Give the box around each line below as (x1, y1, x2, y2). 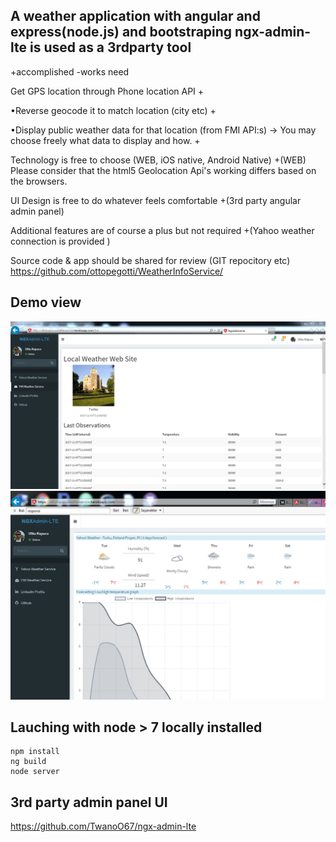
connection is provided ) (10, 235, 111, 247)
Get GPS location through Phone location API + (10, 85, 205, 97)
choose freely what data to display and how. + (10, 134, 201, 146)
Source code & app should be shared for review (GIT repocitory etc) (10, 254, 291, 266)
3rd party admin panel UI (10, 794, 168, 811)
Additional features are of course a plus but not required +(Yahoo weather (10, 224, 315, 236)
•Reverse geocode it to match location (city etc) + (10, 104, 217, 116)
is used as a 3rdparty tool (29, 39, 192, 56)
